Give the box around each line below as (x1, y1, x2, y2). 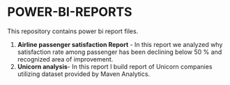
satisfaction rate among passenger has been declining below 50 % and (17, 48, 222, 56)
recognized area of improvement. (17, 55, 114, 63)
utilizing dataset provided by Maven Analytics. (17, 70, 151, 78)
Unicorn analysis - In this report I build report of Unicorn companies (17, 62, 213, 70)
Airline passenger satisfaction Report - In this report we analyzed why (17, 40, 223, 48)
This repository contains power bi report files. (7, 27, 139, 35)
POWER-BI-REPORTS (7, 4, 132, 20)
